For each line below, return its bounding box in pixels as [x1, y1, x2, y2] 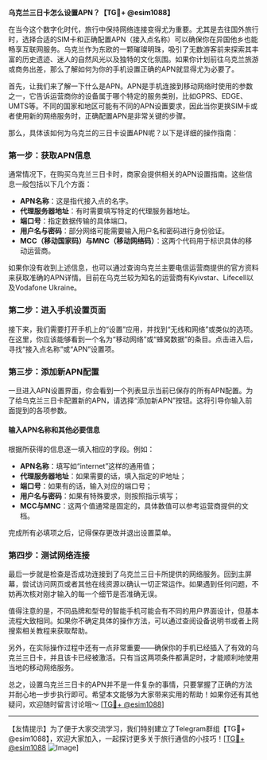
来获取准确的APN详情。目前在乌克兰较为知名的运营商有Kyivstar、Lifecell [8, 273, 247, 283]
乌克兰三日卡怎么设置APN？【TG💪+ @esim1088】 [8, 8, 175, 17]
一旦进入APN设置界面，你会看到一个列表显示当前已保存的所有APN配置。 [8, 385, 246, 395]
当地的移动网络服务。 [8, 663, 78, 672]
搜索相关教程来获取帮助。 [8, 626, 92, 636]
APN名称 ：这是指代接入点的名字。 [19, 197, 133, 206]
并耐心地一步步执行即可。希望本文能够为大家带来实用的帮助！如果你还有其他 [8, 690, 259, 700]
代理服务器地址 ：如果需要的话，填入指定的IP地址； [19, 471, 187, 481]
